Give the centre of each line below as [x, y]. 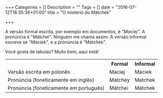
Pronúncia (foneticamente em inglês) [51, 80]
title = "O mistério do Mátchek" [79, 12]
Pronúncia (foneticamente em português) [56, 88]
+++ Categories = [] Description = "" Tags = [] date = [60, 7]
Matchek [145, 80]
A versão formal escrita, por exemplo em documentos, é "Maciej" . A [75, 31]
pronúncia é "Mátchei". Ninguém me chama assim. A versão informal [76, 37]
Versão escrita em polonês [39, 72]
